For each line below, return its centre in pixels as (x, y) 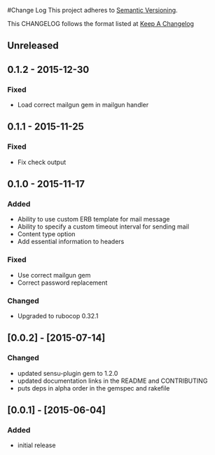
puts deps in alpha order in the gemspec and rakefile (93, 388)
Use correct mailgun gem (54, 275)
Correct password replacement (62, 283)
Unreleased (33, 46)
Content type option (46, 234)
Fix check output (42, 162)
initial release (36, 445)
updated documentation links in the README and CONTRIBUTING (112, 381)
